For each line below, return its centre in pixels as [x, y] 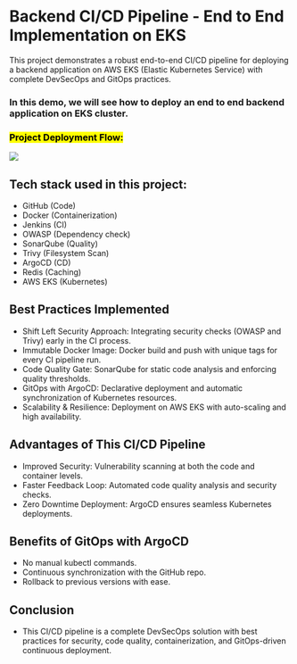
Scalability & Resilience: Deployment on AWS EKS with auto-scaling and [154, 407]
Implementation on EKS [98, 35]
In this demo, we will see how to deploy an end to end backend [147, 102]
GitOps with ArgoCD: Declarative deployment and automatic [132, 388]
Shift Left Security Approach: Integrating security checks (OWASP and [152, 331]
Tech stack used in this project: [98, 184]
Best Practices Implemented [89, 310]
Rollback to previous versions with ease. [96, 582]
